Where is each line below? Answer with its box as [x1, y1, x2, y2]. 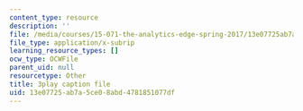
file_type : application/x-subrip [9, 38, 135, 47]
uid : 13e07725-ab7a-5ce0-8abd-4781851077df [9, 88, 176, 97]
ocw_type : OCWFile [9, 55, 78, 64]
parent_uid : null [9, 64, 75, 73]
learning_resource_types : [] [9, 47, 119, 55]
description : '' [9, 21, 70, 30]
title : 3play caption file [9, 80, 111, 89]
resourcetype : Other [9, 72, 87, 81]
